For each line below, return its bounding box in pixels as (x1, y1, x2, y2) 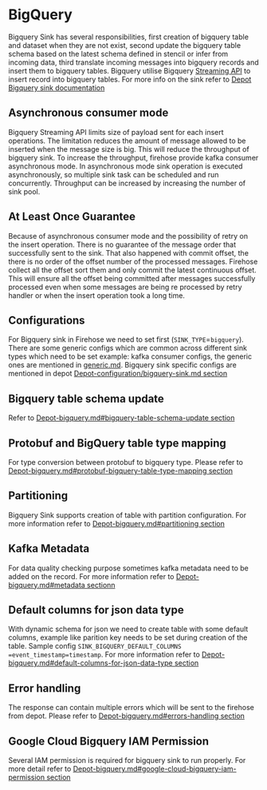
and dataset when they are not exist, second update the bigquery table (8, 40, 241, 50)
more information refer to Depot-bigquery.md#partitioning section (8, 518, 225, 528)
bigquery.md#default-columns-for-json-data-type (8, 658, 173, 668)
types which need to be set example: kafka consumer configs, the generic (8, 351, 253, 361)
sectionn (86, 580, 116, 590)
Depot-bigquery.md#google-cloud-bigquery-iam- (73, 764, 237, 774)
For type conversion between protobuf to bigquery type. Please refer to (8, 458, 243, 466)
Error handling (8, 681, 81, 695)
